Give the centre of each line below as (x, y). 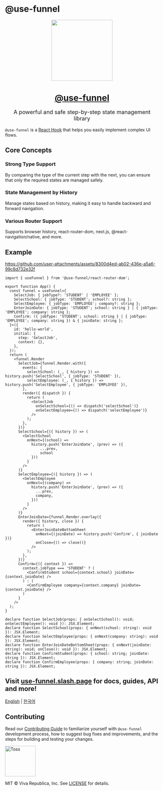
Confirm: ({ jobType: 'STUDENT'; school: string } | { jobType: (81, 316)
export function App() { (30, 286)
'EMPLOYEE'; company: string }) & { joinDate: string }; (64, 320)
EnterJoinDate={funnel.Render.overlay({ (60, 517)
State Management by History (41, 193)
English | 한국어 (20, 701)
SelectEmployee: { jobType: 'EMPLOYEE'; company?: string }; (77, 303)
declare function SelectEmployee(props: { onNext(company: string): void (82, 636)
